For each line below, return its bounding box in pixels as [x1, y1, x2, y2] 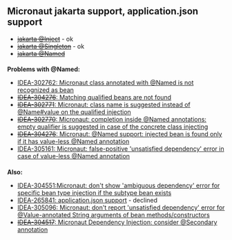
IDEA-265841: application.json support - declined [17, 196, 157, 204]
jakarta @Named [17, 49, 66, 57]
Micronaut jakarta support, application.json [7, 6, 199, 17]
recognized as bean [17, 86, 75, 94]
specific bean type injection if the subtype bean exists [17, 189, 172, 196]
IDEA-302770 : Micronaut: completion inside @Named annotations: [17, 116, 207, 124]
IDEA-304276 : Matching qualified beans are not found [17, 93, 171, 102]
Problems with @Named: [7, 65, 81, 73]
